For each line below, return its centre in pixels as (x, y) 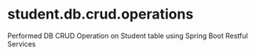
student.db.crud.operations (101, 14)
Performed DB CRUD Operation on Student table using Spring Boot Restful (128, 36)
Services (22, 43)
